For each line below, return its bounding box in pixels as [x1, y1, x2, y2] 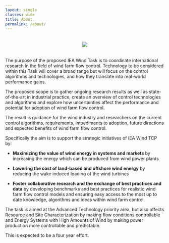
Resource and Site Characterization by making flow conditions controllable [5, 212, 160, 218]
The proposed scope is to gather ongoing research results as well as [5, 89, 148, 95]
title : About [5, 17, 33, 22]
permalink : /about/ [5, 21, 46, 27]
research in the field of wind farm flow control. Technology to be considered [5, 63, 164, 69]
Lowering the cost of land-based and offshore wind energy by [12, 165, 145, 172]
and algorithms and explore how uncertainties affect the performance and [5, 100, 159, 106]
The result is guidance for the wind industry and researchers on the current [5, 115, 162, 121]
